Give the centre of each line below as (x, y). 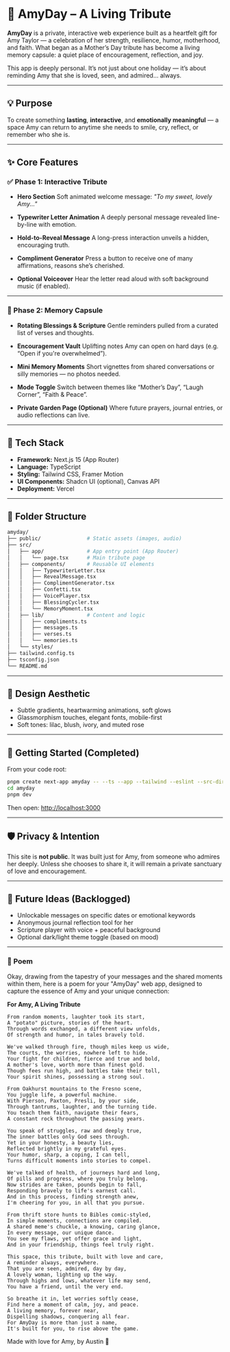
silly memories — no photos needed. (69, 373)
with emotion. (58, 225)
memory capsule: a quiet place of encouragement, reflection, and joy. (105, 55)
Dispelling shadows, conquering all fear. (68, 1316)
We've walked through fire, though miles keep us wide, (88, 1047)
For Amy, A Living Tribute (44, 1004)
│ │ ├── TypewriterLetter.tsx (56, 570)
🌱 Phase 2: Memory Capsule (55, 310)
